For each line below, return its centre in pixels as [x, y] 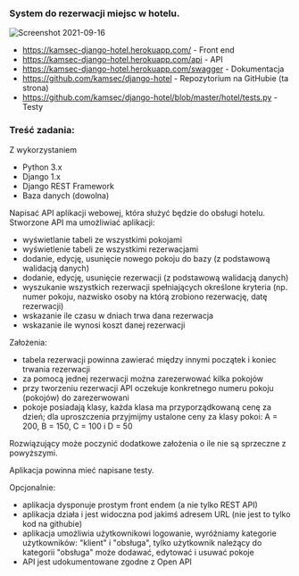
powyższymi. [33, 453]
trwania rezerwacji [56, 369]
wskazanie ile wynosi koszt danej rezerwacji [104, 325]
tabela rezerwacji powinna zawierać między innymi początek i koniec [149, 359]
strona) [35, 88]
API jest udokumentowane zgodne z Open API [107, 562]
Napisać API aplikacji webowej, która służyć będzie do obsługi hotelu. [137, 213]
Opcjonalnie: [33, 487]
